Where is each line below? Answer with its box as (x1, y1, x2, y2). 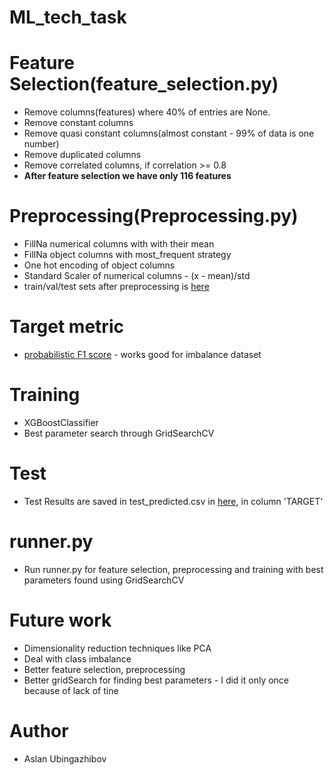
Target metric (9, 316, 124, 338)
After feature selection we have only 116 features (23, 170, 232, 182)
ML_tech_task (9, 6, 127, 29)
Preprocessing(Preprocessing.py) (9, 205, 299, 228)
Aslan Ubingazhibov (23, 752, 107, 765)
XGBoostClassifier (23, 416, 99, 428)
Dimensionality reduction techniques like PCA (23, 642, 212, 654)
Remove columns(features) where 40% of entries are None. (23, 106, 271, 118)
